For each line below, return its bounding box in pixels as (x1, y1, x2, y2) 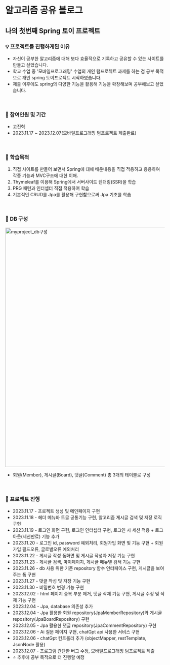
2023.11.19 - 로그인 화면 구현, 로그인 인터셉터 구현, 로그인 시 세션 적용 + (12, 527, 154, 533)
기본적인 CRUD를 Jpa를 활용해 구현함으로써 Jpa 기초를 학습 (12, 192, 132, 198)
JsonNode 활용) (12, 642, 46, 648)
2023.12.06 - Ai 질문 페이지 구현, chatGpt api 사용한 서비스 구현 (12, 629, 140, 635)
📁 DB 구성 (5, 216, 28, 223)
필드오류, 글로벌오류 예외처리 (22, 546, 79, 552)
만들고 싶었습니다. (12, 62, 48, 68)
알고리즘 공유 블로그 (5, 5, 83, 16)
